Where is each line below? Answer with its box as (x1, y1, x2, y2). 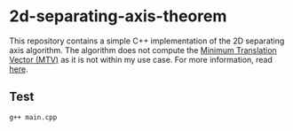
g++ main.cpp (9, 112, 58, 121)
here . (9, 64, 28, 74)
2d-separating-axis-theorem (9, 6, 227, 27)
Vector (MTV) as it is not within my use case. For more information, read (9, 54, 273, 65)
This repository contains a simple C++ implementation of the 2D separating (9, 35, 285, 46)
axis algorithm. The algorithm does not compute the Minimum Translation (9, 44, 277, 55)
